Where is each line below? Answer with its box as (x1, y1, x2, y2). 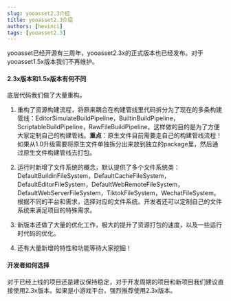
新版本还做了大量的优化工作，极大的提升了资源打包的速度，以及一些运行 (16, 221, 222, 229)
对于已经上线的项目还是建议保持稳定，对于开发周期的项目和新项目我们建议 (7, 278, 218, 286)
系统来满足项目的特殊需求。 (16, 206, 96, 214)
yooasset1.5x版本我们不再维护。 (7, 58, 98, 66)
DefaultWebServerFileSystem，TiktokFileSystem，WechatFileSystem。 (16, 189, 220, 197)
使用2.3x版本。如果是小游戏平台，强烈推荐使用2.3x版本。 (12, 286, 177, 294)
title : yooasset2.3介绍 (7, 16, 74, 23)
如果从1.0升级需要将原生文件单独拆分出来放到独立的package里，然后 (16, 140, 212, 148)
